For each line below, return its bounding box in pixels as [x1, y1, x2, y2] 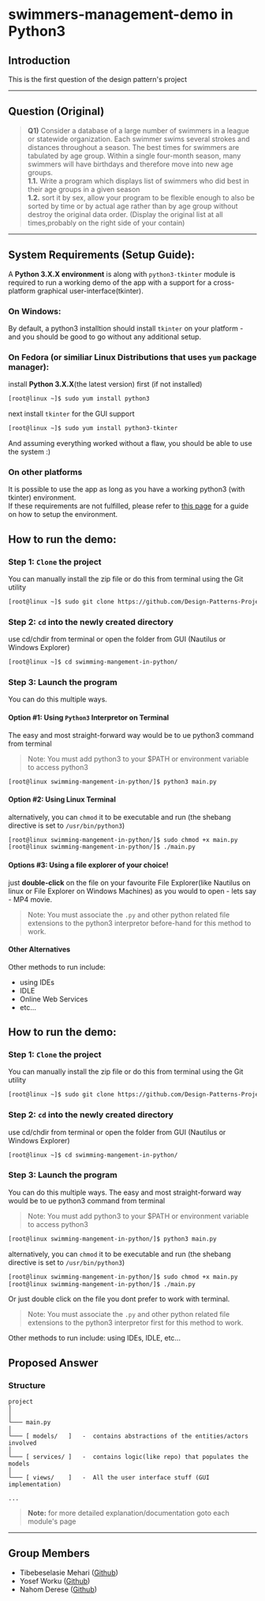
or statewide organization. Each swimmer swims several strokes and [27, 134, 250, 144]
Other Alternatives [8, 945, 71, 954]
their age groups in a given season [27, 184, 140, 194]
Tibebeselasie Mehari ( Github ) [19, 1568, 118, 1577]
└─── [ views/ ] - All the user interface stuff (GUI [8, 1474, 211, 1482]
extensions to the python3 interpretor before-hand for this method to [27, 918, 252, 928]
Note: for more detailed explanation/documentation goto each [27, 1509, 230, 1518]
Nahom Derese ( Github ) [19, 1584, 97, 1594]
